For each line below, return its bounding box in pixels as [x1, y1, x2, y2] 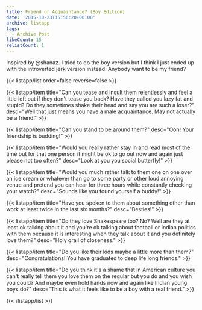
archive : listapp [6, 20, 50, 26]
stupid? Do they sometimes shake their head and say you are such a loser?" [6, 101, 195, 108]
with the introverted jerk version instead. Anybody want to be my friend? [6, 65, 186, 72]
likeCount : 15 [6, 37, 42, 43]
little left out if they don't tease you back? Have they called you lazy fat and [6, 95, 193, 102]
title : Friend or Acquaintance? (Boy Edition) [6, 8, 125, 15]
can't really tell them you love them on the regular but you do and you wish [6, 272, 192, 280]
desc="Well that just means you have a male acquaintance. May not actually [6, 108, 196, 115]
